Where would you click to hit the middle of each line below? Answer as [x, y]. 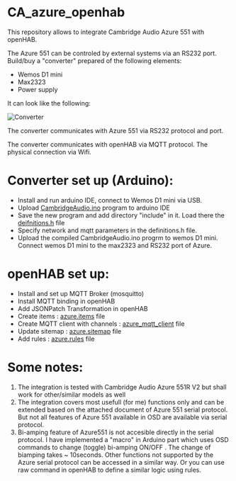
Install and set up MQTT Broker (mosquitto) [80, 293]
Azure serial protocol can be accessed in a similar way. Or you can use [121, 462]
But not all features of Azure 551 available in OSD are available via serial [122, 417]
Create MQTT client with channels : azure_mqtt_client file [101, 324]
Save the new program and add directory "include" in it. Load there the [121, 215]
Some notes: [45, 367]
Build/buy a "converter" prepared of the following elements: [95, 60]
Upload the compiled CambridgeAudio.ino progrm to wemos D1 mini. [118, 237]
